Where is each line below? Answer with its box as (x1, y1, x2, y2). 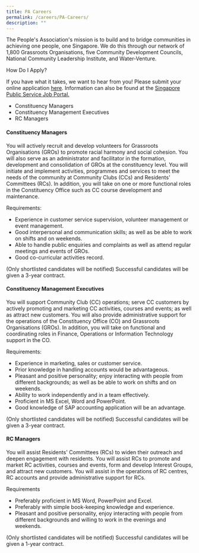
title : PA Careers (6, 8, 52, 15)
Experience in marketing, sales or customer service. (14, 359, 143, 366)
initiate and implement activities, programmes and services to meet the (6, 167, 180, 175)
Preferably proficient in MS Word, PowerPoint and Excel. (14, 497, 153, 504)
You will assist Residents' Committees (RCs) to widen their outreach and (6, 448, 183, 456)
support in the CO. (6, 336, 52, 343)
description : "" (6, 20, 46, 26)
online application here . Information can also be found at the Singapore (6, 85, 180, 92)
